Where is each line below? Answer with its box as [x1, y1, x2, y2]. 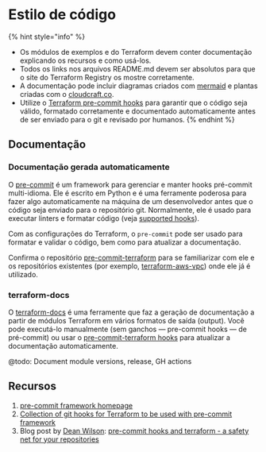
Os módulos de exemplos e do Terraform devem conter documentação [19, 47, 253, 56]
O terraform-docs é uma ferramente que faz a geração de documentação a [8, 307, 255, 317]
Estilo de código [8, 6, 117, 24]
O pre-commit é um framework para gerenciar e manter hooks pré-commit [8, 180, 253, 189]
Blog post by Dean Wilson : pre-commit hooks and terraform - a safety [19, 426, 249, 435]
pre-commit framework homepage [19, 400, 133, 410]
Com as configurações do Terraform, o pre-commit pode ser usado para [8, 229, 244, 238]
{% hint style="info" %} [8, 32, 86, 41]
